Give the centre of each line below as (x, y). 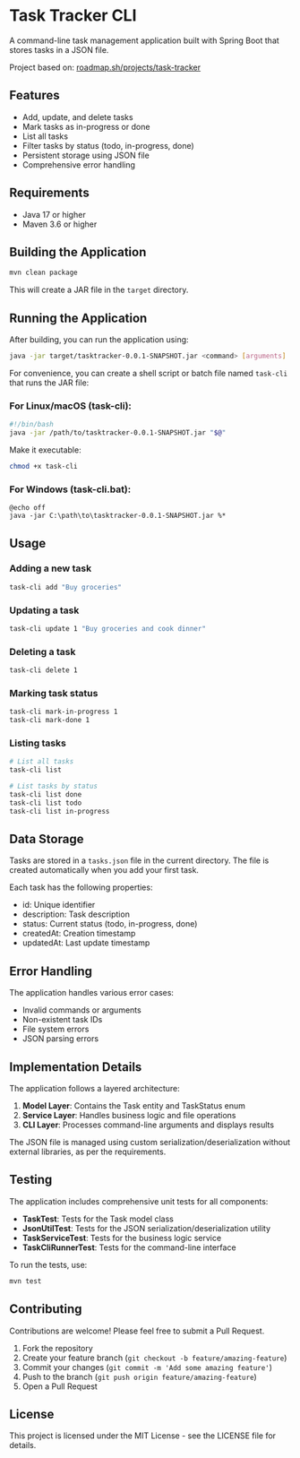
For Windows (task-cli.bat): (70, 489)
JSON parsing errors (60, 1039)
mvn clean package (43, 273)
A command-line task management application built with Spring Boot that (144, 40)
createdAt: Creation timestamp (79, 934)
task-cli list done (46, 795)
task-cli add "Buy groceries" (66, 587)
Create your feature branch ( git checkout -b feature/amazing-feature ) (154, 1358)
